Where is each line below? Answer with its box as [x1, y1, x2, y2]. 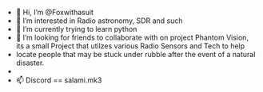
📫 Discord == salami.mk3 [15, 75, 102, 85]
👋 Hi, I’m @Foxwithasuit [15, 8, 94, 17]
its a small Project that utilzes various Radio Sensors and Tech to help [15, 41, 245, 51]
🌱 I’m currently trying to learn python [15, 25, 137, 33]
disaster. [15, 58, 45, 67]
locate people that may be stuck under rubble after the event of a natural [15, 50, 256, 59]
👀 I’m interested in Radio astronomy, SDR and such [15, 16, 183, 25]
